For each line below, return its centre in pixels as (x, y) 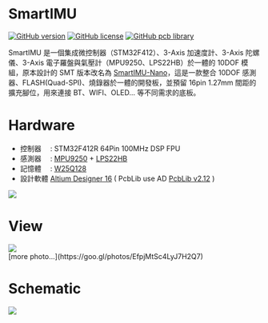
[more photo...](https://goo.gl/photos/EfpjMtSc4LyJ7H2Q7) (106, 256)
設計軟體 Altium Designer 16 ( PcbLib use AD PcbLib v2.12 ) (117, 178)
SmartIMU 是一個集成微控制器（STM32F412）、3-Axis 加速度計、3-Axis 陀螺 (134, 52)
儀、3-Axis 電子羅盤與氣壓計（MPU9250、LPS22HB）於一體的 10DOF (124, 62)
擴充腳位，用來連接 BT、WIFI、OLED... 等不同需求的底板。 (104, 92)
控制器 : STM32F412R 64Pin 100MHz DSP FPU (100, 148)
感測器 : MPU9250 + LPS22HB (74, 158)
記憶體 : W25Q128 (53, 168)
